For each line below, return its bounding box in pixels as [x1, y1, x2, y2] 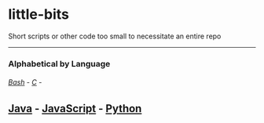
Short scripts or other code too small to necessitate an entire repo [8, 31, 222, 41]
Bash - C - [8, 78, 42, 87]
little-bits [8, 5, 69, 24]
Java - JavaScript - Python [8, 102, 142, 115]
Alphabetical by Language [8, 58, 111, 69]
